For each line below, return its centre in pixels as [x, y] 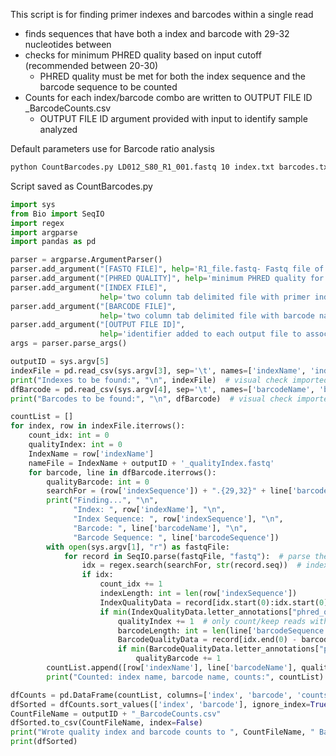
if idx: [97, 575]
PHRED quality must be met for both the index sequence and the [172, 76]
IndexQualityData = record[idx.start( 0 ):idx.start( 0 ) [214, 602]
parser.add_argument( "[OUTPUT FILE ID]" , [98, 325]
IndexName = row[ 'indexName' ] [91, 454]
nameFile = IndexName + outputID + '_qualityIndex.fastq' [151, 463]
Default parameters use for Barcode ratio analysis [113, 148]
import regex [37, 223]
